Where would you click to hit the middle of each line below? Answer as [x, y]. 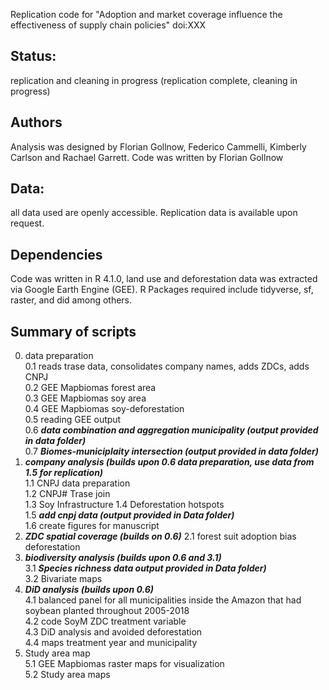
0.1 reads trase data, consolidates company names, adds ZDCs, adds [167, 366]
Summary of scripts [73, 331]
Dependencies [56, 254]
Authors [36, 122]
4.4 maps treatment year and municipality [111, 643]
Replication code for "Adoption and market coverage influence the [146, 14]
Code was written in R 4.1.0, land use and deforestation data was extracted [164, 279]
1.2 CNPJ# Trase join [67, 494]
